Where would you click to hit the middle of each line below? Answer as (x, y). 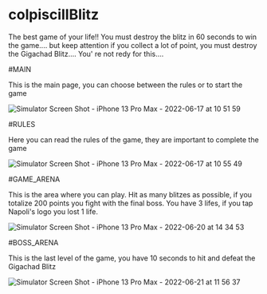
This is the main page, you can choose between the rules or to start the (126, 85)
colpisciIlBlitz (54, 15)
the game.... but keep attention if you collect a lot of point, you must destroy (133, 45)
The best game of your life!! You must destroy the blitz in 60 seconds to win (133, 37)
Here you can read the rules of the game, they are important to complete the (133, 139)
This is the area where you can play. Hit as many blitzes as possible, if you (130, 194)
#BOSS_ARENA (33, 242)
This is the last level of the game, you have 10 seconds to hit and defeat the (132, 258)
